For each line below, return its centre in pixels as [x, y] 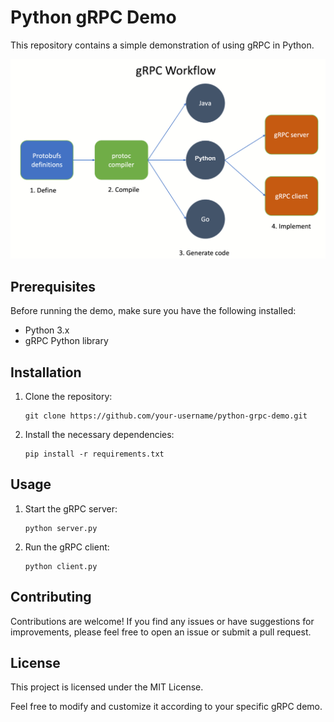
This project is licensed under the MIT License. [107, 687]
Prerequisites [53, 286]
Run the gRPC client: [67, 547]
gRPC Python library [66, 341]
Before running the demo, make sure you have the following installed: [153, 311]
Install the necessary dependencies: [99, 434]
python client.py [61, 566]
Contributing [51, 597]
